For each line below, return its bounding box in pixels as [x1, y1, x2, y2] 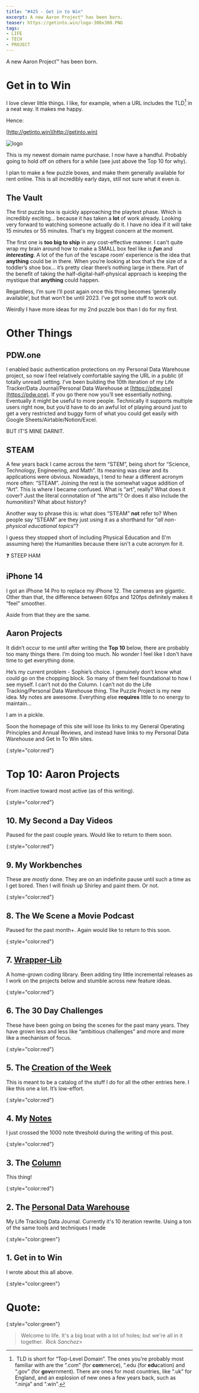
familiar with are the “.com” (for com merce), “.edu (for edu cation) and [14, 1361, 185, 1369]
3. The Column [6, 1158, 62, 1168]
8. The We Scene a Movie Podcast [6, 911, 134, 921]
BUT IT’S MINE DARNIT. [6, 428, 65, 435]
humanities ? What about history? [6, 498, 87, 505]
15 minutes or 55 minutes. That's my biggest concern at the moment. [6, 228, 174, 235]
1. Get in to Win [6, 1253, 62, 1263]
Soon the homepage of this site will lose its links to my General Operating [6, 722, 185, 729]
